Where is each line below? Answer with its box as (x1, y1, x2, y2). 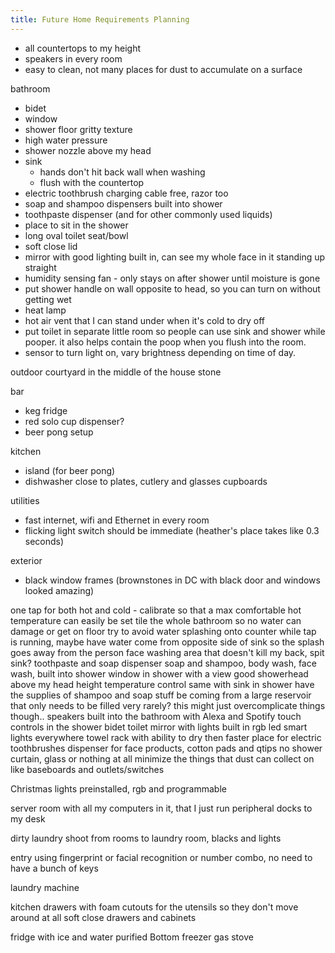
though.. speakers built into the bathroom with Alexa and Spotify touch (10, 710, 302, 722)
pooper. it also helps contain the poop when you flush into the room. (24, 336, 307, 348)
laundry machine (10, 881, 80, 893)
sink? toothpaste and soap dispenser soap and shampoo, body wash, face (10, 657, 317, 669)
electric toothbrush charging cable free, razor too (24, 187, 229, 199)
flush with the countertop (39, 176, 145, 188)
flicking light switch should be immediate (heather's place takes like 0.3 (24, 524, 320, 536)
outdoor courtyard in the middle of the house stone (10, 366, 222, 378)
